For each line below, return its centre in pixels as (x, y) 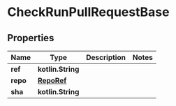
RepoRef (52, 81)
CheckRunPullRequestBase (88, 12)
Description (106, 58)
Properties (31, 38)
